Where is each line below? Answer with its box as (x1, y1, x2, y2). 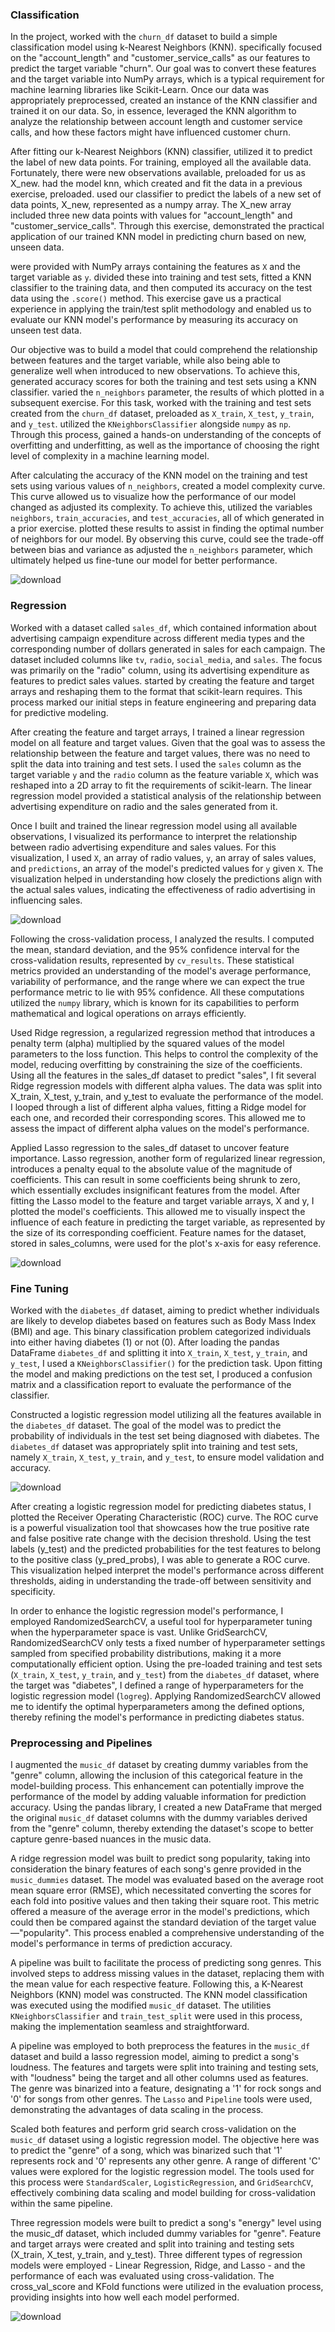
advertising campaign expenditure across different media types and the (10, 632, 305, 644)
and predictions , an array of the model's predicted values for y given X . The (10, 862, 324, 874)
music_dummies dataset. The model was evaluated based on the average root (10, 1874, 324, 1886)
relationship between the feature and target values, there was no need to (10, 747, 311, 759)
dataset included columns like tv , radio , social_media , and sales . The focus (10, 653, 323, 665)
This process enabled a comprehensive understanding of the (73, 1927, 325, 1939)
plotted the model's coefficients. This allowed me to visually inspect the (10, 1205, 306, 1217)
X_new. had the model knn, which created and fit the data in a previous (10, 178, 303, 190)
